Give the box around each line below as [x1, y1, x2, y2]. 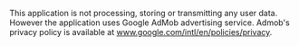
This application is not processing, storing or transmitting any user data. [9, 8, 278, 18]
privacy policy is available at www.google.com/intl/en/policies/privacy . [9, 27, 273, 37]
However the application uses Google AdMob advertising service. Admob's [9, 17, 290, 28]
